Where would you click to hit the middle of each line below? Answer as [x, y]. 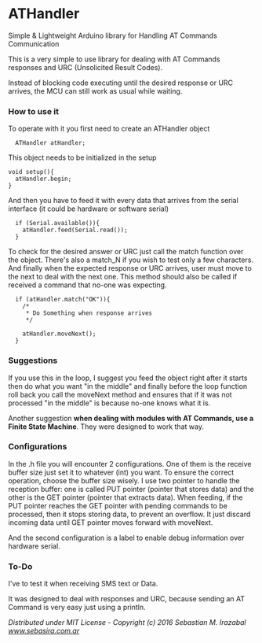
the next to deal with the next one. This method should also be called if [123, 277]
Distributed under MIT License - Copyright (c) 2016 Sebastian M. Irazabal [127, 623]
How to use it [33, 111]
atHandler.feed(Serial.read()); [75, 230]
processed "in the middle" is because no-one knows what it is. [109, 403]
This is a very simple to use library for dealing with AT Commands [115, 59]
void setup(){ [31, 172]
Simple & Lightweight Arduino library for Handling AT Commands [113, 35]
